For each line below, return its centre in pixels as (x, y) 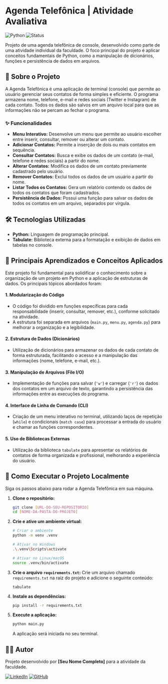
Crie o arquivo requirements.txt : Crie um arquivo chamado (74, 572)
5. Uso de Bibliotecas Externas (37, 439)
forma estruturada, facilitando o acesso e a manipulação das (75, 356)
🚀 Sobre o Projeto (33, 77)
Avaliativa (26, 21)
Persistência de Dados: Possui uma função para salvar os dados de (83, 198)
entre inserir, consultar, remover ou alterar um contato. (69, 139)
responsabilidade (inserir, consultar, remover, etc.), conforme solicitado (86, 311)
